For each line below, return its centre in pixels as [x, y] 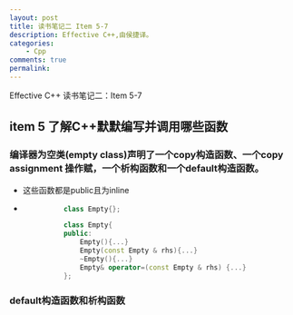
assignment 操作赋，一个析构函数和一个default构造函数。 [137, 169]
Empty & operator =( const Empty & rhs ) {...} [163, 267]
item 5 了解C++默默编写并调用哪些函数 [119, 127]
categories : [32, 43]
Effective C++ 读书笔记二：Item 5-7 [76, 95]
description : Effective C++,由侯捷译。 [81, 34]
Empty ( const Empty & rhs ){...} [139, 251]
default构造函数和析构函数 [67, 300]
